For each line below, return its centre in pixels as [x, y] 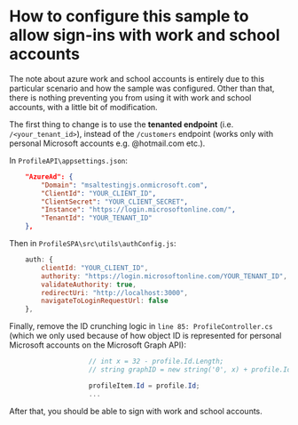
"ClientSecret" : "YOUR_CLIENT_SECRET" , [115, 202]
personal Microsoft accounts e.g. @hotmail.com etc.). [107, 143]
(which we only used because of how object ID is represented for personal [145, 336]
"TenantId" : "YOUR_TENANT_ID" [97, 218]
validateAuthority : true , [89, 285]
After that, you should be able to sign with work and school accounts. [136, 411]
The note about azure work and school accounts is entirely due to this [137, 78]
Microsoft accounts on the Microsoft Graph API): [98, 345]
